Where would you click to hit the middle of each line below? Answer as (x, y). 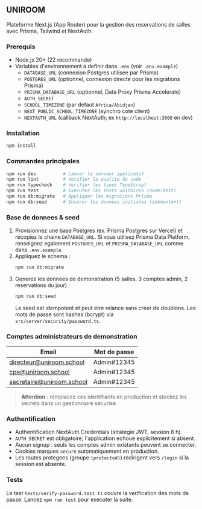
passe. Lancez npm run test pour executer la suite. (70, 499)
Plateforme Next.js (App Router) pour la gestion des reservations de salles (99, 24)
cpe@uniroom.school (39, 372)
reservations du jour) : (43, 285)
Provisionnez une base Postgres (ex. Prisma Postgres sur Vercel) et (99, 231)
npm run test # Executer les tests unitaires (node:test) (91, 191)
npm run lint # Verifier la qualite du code (74, 180)
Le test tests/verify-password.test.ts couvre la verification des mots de (97, 493)
